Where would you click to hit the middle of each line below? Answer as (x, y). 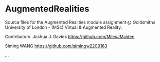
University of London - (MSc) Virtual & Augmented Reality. (63, 27)
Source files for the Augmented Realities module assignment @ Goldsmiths (80, 22)
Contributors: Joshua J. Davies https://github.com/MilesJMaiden (70, 37)
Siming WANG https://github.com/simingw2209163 (56, 46)
